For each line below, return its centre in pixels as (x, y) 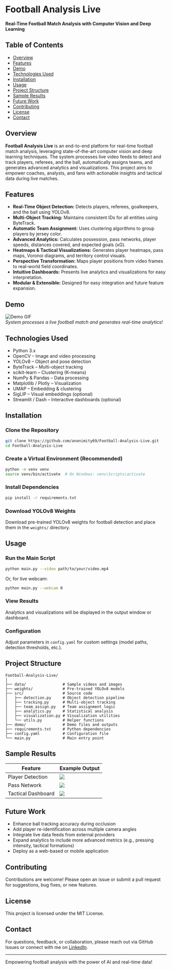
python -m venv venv (27, 469)
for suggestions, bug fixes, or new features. (51, 885)
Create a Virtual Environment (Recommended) (64, 459)
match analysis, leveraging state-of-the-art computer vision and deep (79, 151)
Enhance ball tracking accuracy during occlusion (64, 824)
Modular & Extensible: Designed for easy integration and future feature (88, 283)
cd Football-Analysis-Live (34, 446)
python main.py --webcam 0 (34, 588)
